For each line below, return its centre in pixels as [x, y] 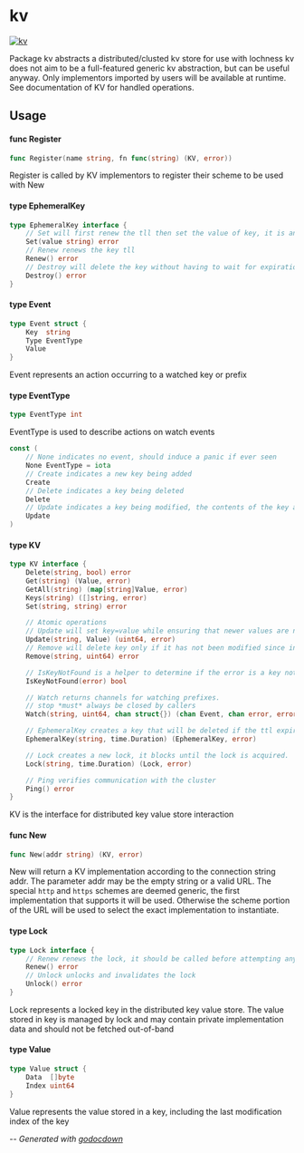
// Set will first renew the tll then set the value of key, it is [155, 233]
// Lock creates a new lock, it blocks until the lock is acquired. [157, 755]
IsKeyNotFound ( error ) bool [76, 681]
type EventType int [46, 415]
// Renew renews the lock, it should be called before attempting [153, 959]
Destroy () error [57, 276]
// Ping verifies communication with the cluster [121, 780]
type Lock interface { [52, 950]
